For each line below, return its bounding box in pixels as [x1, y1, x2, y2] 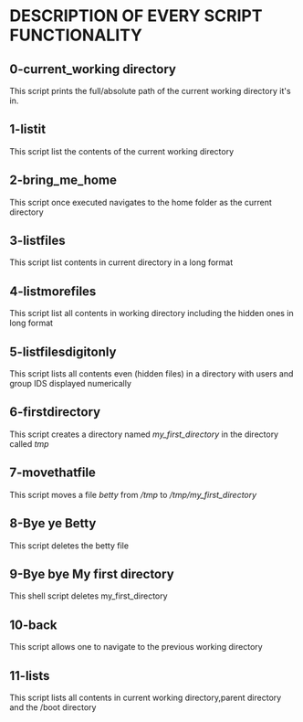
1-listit [9, 122, 47, 137]
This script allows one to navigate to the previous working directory [9, 642, 263, 653]
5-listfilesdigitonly [9, 344, 117, 359]
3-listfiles [9, 233, 66, 249]
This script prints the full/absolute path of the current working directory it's [9, 86, 291, 96]
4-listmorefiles [9, 283, 97, 299]
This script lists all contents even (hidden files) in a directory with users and [9, 368, 294, 379]
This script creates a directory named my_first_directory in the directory [9, 429, 279, 440]
